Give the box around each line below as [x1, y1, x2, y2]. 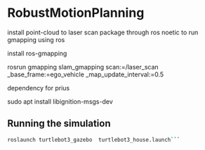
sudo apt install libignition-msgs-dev [7, 97, 114, 106]
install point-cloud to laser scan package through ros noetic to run [7, 28, 199, 36]
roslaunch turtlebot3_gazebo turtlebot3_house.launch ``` [7, 136, 180, 143]
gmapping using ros [7, 35, 65, 43]
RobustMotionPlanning [7, 5, 145, 21]
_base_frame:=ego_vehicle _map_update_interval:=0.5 [7, 70, 164, 79]
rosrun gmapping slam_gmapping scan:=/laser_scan [7, 62, 159, 71]
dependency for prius [7, 83, 70, 92]
